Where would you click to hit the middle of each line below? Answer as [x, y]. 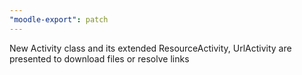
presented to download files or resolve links [99, 58]
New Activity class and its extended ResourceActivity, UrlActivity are [150, 48]
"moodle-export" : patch [59, 19]
